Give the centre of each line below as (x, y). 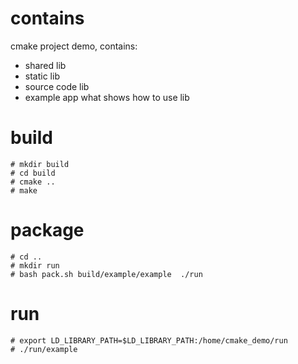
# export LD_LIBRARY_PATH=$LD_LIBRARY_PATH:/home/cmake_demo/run (149, 340)
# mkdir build (40, 164)
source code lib (57, 86)
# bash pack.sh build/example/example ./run (106, 274)
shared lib (45, 65)
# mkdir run (35, 265)
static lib (42, 76)
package (47, 230)
